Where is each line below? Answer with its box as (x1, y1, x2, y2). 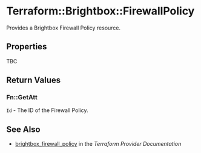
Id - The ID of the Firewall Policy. (6, 107, 89, 114)
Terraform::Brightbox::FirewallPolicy (6, 4, 195, 18)
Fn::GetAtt (6, 93, 38, 102)
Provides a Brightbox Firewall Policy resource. (6, 24, 121, 31)
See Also (6, 124, 41, 134)
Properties (6, 42, 47, 52)
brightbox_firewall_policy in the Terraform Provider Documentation (15, 140, 182, 148)
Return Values (6, 75, 61, 86)
